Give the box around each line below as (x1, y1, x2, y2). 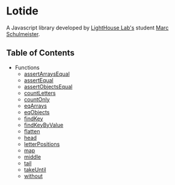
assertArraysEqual (23, 70, 70, 77)
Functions (14, 64, 40, 71)
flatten (23, 127, 40, 135)
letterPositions (23, 140, 60, 148)
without (23, 172, 43, 180)
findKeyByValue (23, 121, 64, 129)
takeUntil (23, 166, 46, 173)
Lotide (6, 4, 39, 18)
